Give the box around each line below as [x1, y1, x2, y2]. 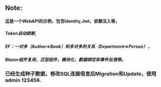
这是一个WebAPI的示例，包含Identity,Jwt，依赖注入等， [5, 18, 120, 24]
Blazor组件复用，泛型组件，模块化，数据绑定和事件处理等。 [5, 57, 126, 63]
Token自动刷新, [5, 30, 37, 36]
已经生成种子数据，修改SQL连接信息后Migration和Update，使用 [5, 70, 157, 77]
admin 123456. [5, 77, 42, 84]
